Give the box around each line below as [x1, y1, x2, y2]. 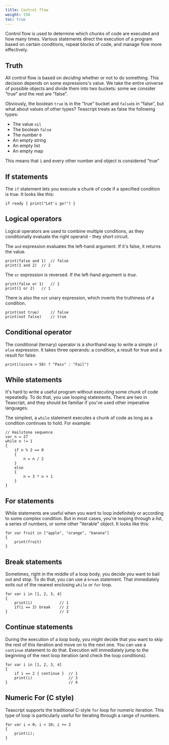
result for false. [5, 352, 37, 358]
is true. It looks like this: [5, 191, 54, 197]
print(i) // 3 [14, 675, 78, 680]
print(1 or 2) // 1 [5, 286, 51, 291]
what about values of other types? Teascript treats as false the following [5, 106, 155, 112]
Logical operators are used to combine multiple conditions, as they [5, 228, 144, 234]
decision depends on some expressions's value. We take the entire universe [5, 80, 163, 86]
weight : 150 [5, 12, 30, 17]
